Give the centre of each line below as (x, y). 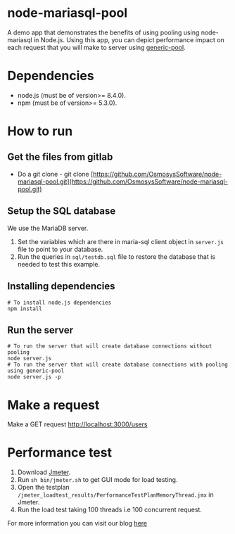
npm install (25, 309)
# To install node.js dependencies (59, 303)
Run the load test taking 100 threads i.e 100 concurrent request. (110, 510)
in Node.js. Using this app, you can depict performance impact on (129, 39)
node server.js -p (34, 377)
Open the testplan (44, 488)
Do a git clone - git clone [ (55, 174)
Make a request (53, 405)
